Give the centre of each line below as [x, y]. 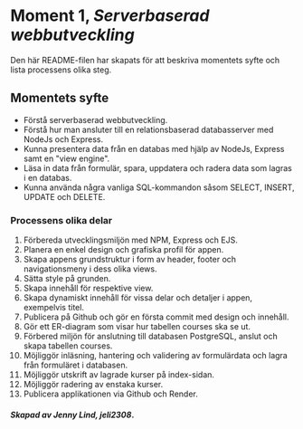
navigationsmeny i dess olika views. [90, 269]
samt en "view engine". [66, 158]
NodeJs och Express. [63, 139]
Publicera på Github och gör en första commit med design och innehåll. [156, 317]
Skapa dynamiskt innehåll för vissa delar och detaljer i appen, [137, 298]
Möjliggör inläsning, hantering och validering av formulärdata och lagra [155, 356]
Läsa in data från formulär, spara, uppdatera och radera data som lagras [157, 167]
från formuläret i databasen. [76, 365]
